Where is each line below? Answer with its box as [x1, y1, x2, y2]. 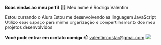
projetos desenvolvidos [5, 24, 53, 30]
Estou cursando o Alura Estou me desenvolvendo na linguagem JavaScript [5, 14, 156, 20]
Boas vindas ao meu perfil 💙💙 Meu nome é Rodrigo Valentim [5, 5, 129, 10]
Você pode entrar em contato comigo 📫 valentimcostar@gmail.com [5, 35, 145, 40]
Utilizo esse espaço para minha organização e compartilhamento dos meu [5, 20, 156, 25]
